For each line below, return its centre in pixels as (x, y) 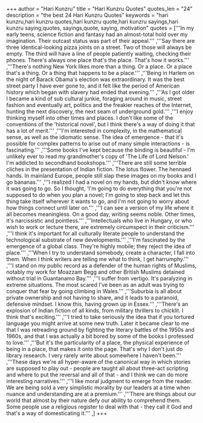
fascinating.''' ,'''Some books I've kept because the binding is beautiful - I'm (101, 150)
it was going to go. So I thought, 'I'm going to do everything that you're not (99, 189)
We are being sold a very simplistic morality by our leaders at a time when (98, 387)
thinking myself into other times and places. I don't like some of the (90, 118)
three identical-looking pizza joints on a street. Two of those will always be (99, 47)
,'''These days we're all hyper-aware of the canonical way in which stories (98, 362)
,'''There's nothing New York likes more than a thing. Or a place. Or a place (99, 66)
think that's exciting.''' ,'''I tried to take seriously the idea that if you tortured (100, 317)
